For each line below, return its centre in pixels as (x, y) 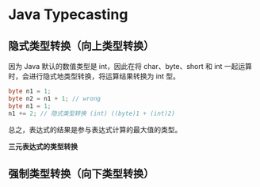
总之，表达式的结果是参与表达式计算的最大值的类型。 (95, 129)
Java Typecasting (68, 15)
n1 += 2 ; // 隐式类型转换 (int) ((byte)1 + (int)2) (92, 113)
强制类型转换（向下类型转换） (81, 173)
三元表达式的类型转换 (43, 146)
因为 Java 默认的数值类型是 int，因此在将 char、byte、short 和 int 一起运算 (130, 66)
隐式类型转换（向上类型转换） (81, 46)
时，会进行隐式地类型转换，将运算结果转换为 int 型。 (94, 76)
